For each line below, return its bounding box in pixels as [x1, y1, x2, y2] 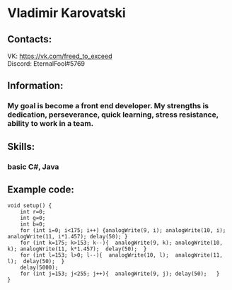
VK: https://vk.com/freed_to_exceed [7, 52, 112, 60]
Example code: [7, 184, 74, 196]
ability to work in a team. [7, 119, 94, 129]
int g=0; [20, 214, 46, 222]
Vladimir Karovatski [7, 5, 126, 21]
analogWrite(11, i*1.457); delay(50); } [7, 233, 129, 240]
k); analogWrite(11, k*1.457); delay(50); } [7, 245, 147, 253]
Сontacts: [7, 33, 52, 45]
